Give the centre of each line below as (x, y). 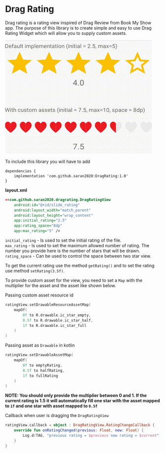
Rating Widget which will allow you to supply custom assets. (66, 33)
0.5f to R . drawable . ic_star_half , (58, 320)
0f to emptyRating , (43, 365)
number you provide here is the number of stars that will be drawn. (73, 251)
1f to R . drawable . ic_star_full (55, 325)
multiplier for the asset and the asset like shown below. (61, 286)
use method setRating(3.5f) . (35, 271)
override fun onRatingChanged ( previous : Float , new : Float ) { (79, 430)
